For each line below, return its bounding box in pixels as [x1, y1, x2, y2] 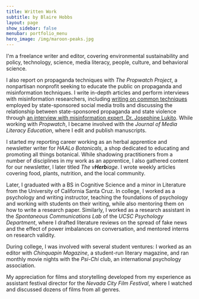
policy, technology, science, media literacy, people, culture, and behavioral [6, 59, 188, 66]
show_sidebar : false [6, 25, 57, 31]
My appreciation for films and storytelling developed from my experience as [6, 274, 191, 280]
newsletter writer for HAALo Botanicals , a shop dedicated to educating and [6, 144, 190, 152]
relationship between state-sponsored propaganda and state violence [6, 108, 176, 115]
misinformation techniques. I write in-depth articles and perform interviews [6, 89, 190, 96]
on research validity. [6, 232, 56, 239]
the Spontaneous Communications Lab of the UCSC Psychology [6, 213, 164, 220]
